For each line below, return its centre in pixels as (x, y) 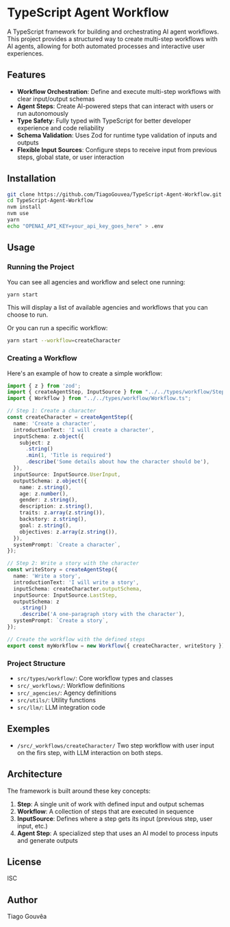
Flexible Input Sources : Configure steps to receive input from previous (117, 149)
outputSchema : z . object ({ (50, 481)
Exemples (28, 729)
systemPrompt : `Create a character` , (67, 545)
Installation (31, 178)
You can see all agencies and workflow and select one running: (97, 282)
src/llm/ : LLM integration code (61, 707)
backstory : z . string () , (53, 519)
